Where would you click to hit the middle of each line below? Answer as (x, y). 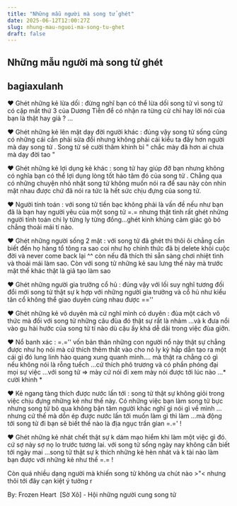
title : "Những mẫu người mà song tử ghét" (71, 14)
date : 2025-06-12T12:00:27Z (49, 21)
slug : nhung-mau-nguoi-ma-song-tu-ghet (66, 27)
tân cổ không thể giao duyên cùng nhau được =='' (80, 300)
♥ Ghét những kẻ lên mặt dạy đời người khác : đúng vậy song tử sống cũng (117, 132)
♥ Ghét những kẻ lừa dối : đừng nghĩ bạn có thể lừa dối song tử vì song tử (115, 103)
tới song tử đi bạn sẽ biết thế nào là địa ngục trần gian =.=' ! (94, 424)
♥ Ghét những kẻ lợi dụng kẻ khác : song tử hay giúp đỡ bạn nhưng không (116, 168)
